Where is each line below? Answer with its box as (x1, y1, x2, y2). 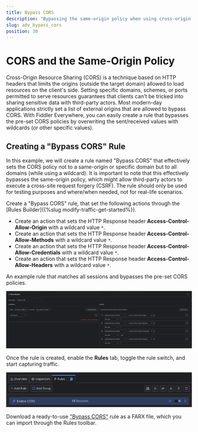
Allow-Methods (14, 236, 54, 243)
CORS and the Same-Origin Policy (6, 54, 175, 68)
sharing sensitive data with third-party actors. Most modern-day (6, 99, 162, 106)
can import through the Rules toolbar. (6, 420, 97, 427)
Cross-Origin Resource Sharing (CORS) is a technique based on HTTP (6, 74, 177, 81)
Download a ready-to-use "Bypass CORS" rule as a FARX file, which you (6, 413, 181, 420)
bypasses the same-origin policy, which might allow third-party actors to (6, 176, 183, 183)
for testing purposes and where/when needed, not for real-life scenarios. (6, 189, 184, 195)
